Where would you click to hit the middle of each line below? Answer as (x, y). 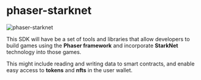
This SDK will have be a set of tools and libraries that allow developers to (98, 39)
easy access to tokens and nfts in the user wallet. (70, 70)
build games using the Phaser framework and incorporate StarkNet (93, 45)
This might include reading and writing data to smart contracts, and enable (100, 64)
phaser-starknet (49, 11)
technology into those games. (44, 52)
